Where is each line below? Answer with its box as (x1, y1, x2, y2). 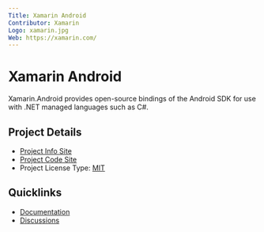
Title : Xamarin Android (8, 11, 87, 20)
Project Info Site (19, 146, 73, 155)
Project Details (8, 125, 82, 139)
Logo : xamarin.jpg (8, 26, 69, 34)
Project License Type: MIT (19, 163, 105, 173)
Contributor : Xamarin (8, 19, 80, 27)
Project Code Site (19, 155, 77, 164)
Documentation (19, 207, 70, 216)
